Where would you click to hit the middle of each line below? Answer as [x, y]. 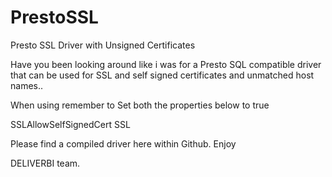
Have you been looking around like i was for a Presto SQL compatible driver [166, 64]
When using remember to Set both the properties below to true [140, 105]
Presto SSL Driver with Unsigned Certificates [103, 45]
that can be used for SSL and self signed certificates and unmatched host [162, 75]
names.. [27, 85]
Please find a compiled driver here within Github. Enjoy [123, 143]
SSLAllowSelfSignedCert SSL [70, 124]
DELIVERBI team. [45, 163]
